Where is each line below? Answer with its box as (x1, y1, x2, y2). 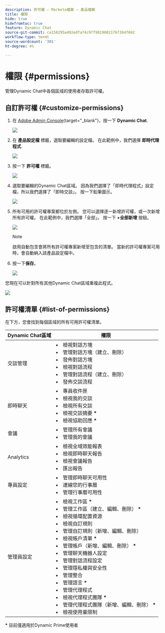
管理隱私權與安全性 (63, 565, 108, 572)
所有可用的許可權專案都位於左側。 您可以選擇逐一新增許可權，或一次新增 (12, 208, 160, 214)
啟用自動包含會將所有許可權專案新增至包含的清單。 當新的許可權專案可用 (12, 244, 160, 250)
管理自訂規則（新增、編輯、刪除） (63, 528, 142, 535)
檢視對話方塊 (63, 342, 93, 348)
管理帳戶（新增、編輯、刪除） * (63, 543, 137, 549)
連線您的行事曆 (63, 482, 98, 489)
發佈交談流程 (63, 378, 93, 385)
